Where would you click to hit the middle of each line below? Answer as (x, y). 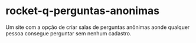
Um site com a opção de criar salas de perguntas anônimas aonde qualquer (98, 27)
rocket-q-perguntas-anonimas (83, 11)
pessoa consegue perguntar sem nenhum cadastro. (68, 33)
